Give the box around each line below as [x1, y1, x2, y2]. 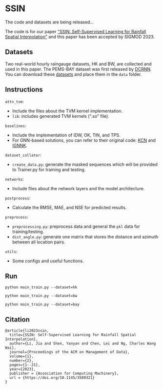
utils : [5, 248, 18, 254]
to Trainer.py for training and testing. [12, 167, 86, 173]
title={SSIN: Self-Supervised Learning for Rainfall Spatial [9, 333, 137, 338]
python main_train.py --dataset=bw [5, 294, 78, 299]
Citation [5, 315, 30, 324]
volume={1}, [9, 354, 34, 359]
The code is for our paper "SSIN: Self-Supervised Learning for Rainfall [5, 28, 146, 34]
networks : [5, 176, 24, 182]
